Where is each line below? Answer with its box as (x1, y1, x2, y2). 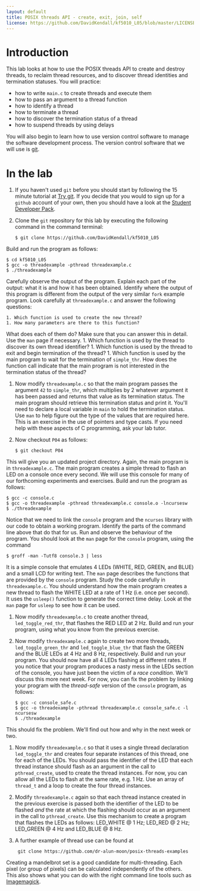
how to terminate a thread (14, 109, 79, 116)
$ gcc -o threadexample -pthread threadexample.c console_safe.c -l (14, 705, 189, 711)
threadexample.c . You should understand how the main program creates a (6, 583, 187, 590)
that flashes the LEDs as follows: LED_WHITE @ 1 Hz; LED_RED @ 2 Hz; (14, 819, 190, 826)
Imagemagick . (6, 878, 41, 885)
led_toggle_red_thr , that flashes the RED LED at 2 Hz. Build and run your (14, 620, 194, 627)
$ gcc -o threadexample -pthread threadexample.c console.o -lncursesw (6, 500, 187, 507)
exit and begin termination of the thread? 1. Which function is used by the (6, 350, 186, 357)
